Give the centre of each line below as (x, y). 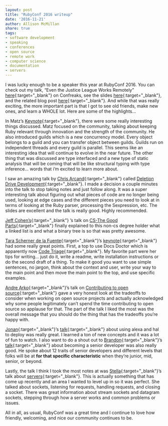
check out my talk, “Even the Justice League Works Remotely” (70, 90)
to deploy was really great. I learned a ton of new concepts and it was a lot (82, 335)
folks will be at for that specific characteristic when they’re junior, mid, (79, 356)
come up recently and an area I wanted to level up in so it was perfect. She (82, 382)
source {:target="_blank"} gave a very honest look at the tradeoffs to (76, 293)
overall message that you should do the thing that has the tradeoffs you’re (81, 314)
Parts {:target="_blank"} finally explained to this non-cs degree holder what (82, 226)
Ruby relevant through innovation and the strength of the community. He (80, 132)
